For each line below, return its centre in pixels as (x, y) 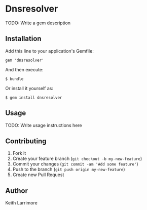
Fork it (19, 153)
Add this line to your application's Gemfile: (49, 51)
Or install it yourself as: (29, 88)
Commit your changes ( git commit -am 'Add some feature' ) (75, 164)
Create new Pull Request (38, 175)
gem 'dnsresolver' (25, 60)
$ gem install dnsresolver (34, 97)
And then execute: (24, 69)
